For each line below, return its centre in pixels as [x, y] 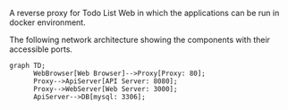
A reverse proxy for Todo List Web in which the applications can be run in [144, 13]
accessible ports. [41, 49]
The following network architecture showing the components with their [140, 40]
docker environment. [48, 22]
